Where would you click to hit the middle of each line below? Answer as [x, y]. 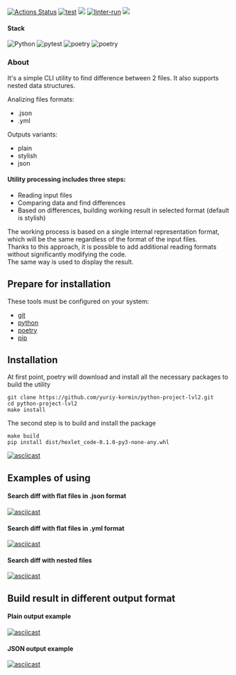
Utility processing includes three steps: [67, 179]
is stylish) [32, 217]
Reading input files [45, 195]
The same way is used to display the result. [71, 261]
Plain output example [39, 616]
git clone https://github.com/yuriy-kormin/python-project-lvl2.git [111, 398]
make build [23, 436]
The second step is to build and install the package [82, 423]
